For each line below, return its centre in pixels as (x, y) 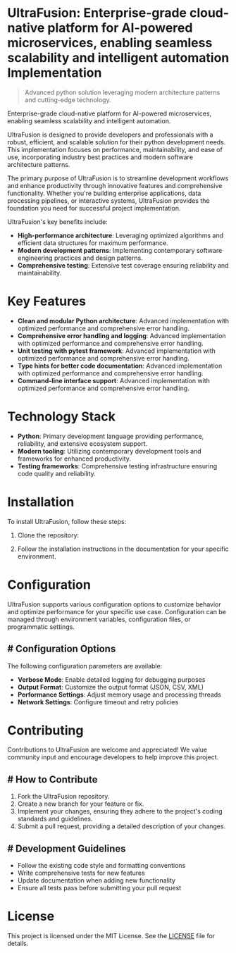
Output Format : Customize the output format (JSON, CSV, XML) (111, 687)
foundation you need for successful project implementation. (94, 208)
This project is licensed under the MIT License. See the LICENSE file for (111, 936)
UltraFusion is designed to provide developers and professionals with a (110, 135)
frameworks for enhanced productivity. (74, 459)
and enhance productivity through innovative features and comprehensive (115, 185)
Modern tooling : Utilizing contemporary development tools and (110, 451)
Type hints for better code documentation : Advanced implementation (120, 366)
